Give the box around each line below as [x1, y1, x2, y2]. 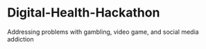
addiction [7, 35, 35, 43]
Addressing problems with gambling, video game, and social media [7, 28, 199, 36]
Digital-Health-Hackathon [7, 5, 160, 21]
